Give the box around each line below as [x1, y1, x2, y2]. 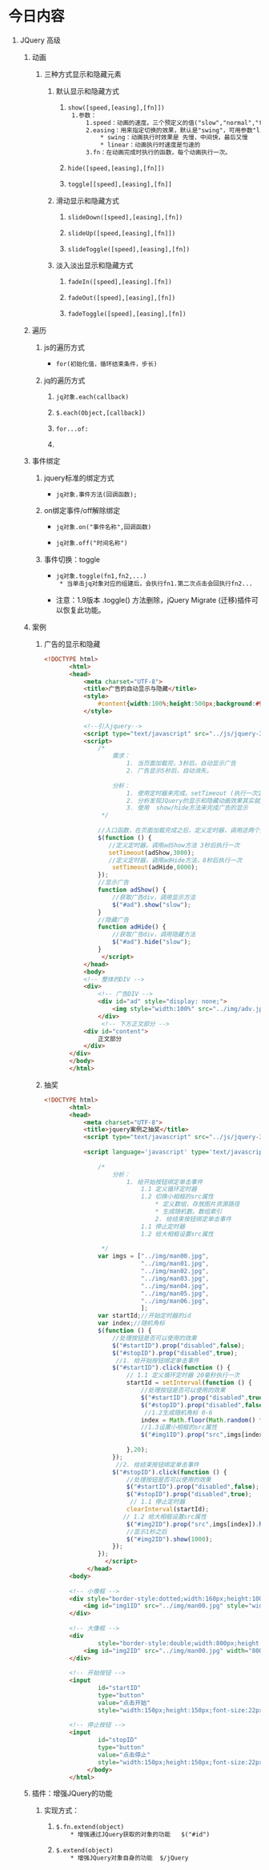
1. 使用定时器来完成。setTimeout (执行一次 [126, 789, 259, 797]
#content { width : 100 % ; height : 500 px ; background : [97, 700, 256, 708]
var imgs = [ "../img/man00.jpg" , [97, 1252, 210, 1261]
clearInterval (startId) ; [126, 1506, 210, 1514]
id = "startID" [97, 1684, 142, 1692]
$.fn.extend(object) [55, 1823, 125, 1832]
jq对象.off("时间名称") [55, 540, 128, 548]
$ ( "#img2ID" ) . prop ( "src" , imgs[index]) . [126, 1520, 260, 1528]
